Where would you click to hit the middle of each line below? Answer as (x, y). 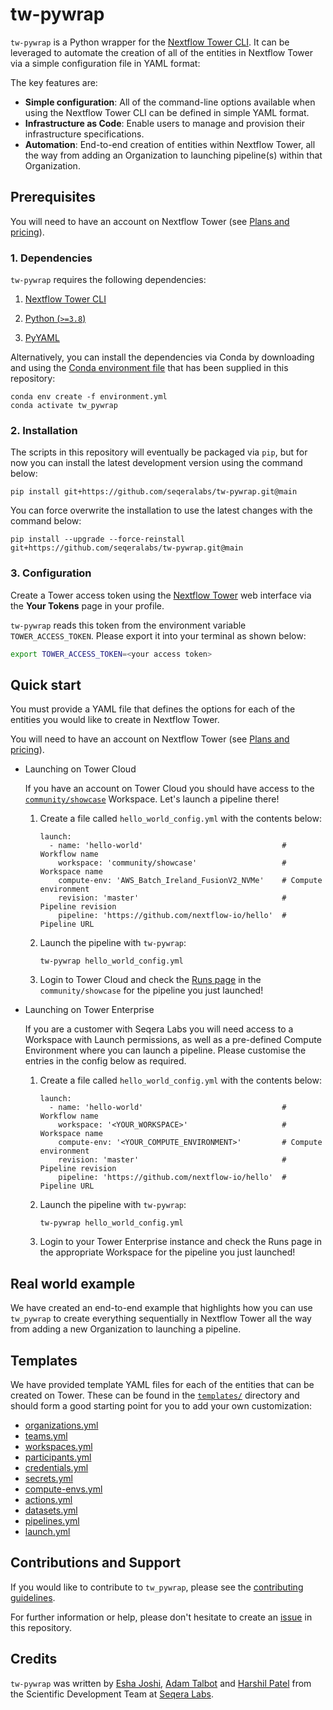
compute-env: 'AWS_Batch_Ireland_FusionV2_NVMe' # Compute (190, 881)
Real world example (73, 1283)
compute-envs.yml (63, 1489)
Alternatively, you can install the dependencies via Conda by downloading (162, 357)
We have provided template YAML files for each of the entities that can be (162, 1384)
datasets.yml (51, 1510)
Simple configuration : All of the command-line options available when (170, 102)
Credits (34, 1659)
